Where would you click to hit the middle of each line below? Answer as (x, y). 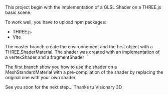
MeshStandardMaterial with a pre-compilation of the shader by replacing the (84, 72)
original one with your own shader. (41, 77)
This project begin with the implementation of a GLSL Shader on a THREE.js (83, 7)
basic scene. (18, 12)
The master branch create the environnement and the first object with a (79, 47)
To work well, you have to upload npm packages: (56, 22)
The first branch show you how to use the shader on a (61, 67)
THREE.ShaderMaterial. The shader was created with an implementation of (82, 52)
